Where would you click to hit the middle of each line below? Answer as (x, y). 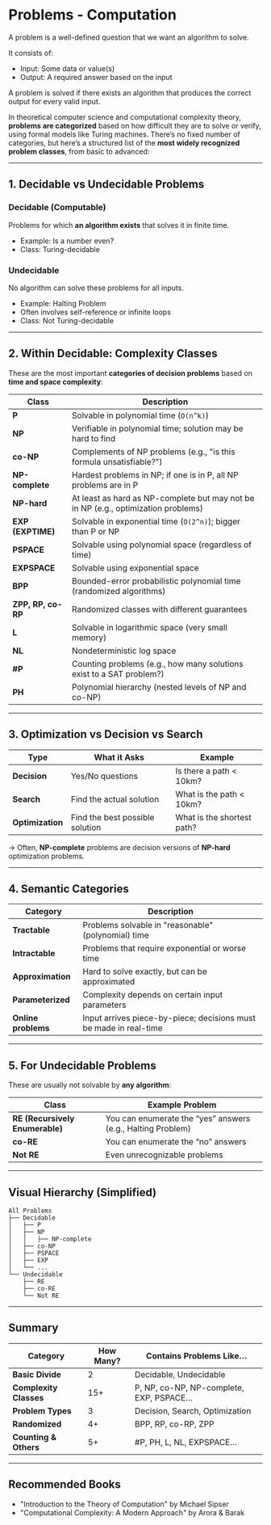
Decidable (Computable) (57, 208)
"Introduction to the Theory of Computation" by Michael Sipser (125, 1504)
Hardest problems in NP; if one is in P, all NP (155, 474)
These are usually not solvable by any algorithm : (90, 1085)
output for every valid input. (54, 101)
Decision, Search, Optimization (193, 1410)
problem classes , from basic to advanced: (79, 151)
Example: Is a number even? (67, 241)
